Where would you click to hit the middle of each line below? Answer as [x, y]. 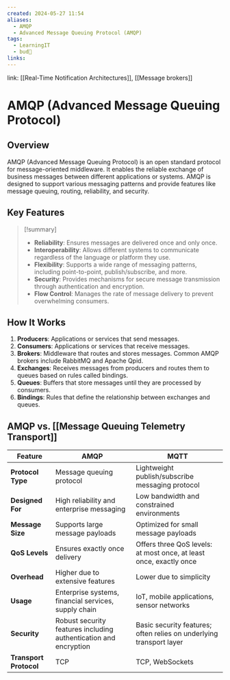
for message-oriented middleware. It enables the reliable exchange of [105, 169]
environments [158, 514]
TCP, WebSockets [165, 662]
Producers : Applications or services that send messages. [98, 339]
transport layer [159, 642]
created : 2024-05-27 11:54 [46, 13]
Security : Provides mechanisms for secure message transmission [127, 279]
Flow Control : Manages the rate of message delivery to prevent [124, 293]
